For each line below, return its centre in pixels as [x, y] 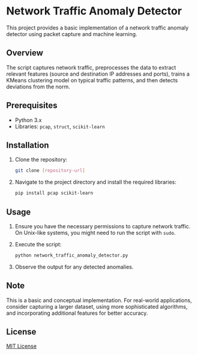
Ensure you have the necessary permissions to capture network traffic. [103, 226]
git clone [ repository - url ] [50, 171]
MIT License [22, 346]
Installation [28, 145]
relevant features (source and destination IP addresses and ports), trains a [98, 74]
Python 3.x [28, 120]
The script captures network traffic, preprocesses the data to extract [91, 67]
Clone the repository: [41, 160]
